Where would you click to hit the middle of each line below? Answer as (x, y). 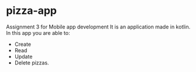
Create (23, 44)
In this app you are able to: (38, 33)
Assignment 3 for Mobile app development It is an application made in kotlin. (98, 27)
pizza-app (32, 11)
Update (23, 56)
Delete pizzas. (32, 63)
